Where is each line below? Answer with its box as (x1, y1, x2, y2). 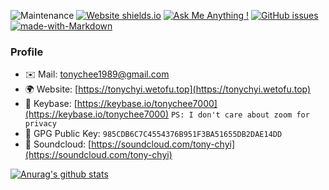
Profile (10, 45, 44, 59)
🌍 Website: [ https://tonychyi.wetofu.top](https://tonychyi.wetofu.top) (24, 83, 312, 95)
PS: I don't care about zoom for (170, 110, 310, 120)
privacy (24, 119, 57, 129)
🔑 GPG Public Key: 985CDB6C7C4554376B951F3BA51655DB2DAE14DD (24, 128, 283, 140)
